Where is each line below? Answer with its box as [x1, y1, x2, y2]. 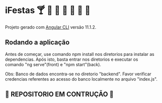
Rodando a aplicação [5, 38, 70, 47]
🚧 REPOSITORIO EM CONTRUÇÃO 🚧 [5, 90, 114, 99]
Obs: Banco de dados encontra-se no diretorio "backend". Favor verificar [5, 71, 152, 77]
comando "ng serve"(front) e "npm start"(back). [5, 61, 101, 67]
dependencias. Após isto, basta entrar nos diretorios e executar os [5, 56, 138, 62]
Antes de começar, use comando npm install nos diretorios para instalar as [5, 51, 154, 57]
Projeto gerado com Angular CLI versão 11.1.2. [5, 24, 97, 30]
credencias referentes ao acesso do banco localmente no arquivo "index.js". [5, 76, 158, 82]
